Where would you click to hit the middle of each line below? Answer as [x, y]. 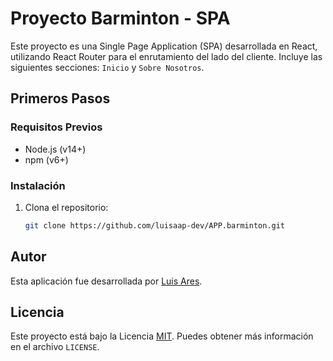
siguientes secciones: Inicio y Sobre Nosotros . [107, 67]
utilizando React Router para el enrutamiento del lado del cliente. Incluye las [166, 56]
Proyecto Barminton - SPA [120, 18]
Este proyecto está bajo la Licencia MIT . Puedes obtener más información [162, 336]
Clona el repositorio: [66, 207]
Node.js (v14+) [55, 149]
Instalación [38, 185]
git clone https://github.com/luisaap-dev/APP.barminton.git [155, 225]
